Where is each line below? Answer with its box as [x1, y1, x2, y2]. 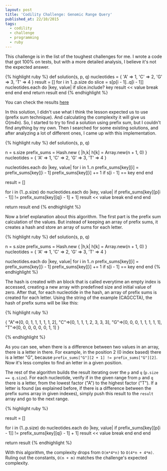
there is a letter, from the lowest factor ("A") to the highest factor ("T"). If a [5, 380, 158, 386]
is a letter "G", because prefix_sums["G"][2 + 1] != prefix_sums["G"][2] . [5, 354, 158, 360]
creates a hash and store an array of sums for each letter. [5, 224, 123, 230]
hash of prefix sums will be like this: [5, 300, 79, 306]
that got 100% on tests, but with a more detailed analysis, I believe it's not [5, 58, 157, 65]
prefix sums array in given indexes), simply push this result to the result [5, 390, 154, 396]
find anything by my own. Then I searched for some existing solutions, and [5, 125, 159, 131]
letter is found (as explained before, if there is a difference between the [5, 385, 152, 391]
